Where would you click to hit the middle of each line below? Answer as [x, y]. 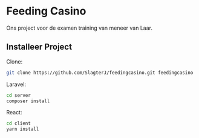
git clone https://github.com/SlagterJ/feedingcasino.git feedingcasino [100, 73]
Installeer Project [39, 47]
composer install [28, 101]
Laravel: [16, 84]
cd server [19, 95]
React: [14, 113]
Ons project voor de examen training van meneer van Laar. [80, 28]
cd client [19, 123]
